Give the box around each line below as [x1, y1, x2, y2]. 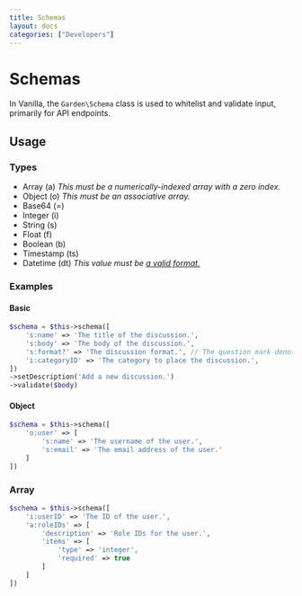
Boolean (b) [22, 239, 67, 249]
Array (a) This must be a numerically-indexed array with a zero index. [22, 182, 281, 191]
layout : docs [9, 22, 58, 31]
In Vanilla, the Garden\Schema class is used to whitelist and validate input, [9, 98, 277, 109]
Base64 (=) [22, 200, 65, 211]
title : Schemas [9, 13, 67, 22]
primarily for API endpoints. [9, 108, 111, 119]
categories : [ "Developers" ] [9, 30, 115, 39]
